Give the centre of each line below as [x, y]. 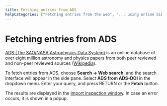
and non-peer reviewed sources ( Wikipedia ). [51, 63]
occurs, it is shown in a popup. [37, 99]
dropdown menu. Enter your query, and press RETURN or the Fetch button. [82, 84]
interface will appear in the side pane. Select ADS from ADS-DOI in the [78, 78]
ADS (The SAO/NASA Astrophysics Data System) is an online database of [80, 53]
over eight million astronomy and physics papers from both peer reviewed [81, 58]
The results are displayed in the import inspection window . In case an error [82, 93]
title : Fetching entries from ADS [41, 10]
